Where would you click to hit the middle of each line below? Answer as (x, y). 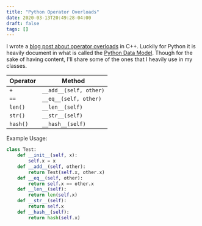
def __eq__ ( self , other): (50, 178)
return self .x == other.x (61, 184)
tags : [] (17, 29)
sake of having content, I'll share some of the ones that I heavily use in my (99, 59)
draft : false (23, 23)
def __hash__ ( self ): (43, 212)
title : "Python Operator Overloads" (53, 12)
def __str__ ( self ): (42, 201)
